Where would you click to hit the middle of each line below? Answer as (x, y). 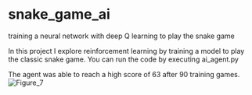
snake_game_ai (59, 14)
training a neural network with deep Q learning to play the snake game (121, 36)
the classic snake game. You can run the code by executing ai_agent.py (123, 59)
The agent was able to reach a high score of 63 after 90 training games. (124, 74)
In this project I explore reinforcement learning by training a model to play (126, 51)
